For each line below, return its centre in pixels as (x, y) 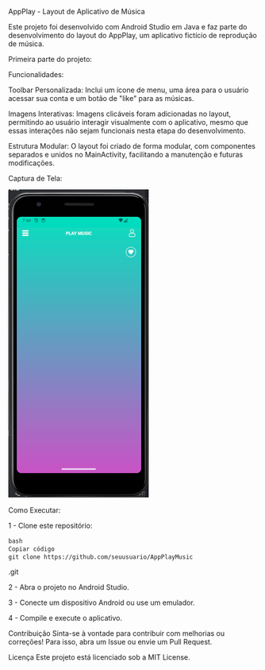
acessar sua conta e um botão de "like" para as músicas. (101, 98)
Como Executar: (35, 510)
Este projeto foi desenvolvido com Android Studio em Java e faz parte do (128, 27)
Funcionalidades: (36, 74)
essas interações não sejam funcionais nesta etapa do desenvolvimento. (127, 131)
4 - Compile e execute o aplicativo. (65, 618)
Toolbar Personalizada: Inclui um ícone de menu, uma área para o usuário (129, 90)
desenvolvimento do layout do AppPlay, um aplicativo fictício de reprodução (133, 35)
